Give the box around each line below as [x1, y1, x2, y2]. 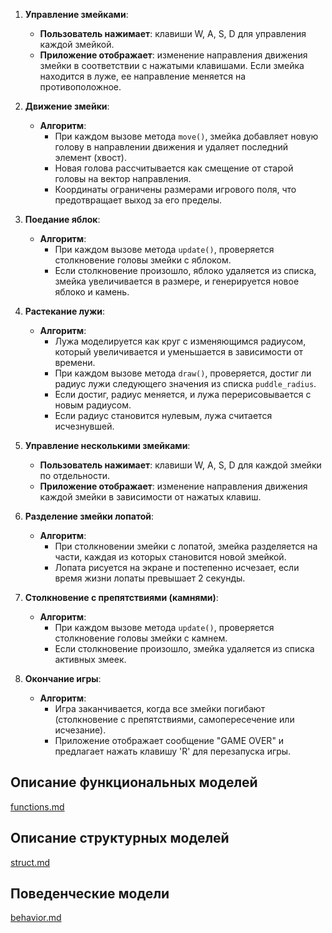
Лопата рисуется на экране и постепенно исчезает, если [54, 562, 300, 573]
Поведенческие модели [10, 885, 170, 903]
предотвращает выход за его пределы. [54, 194, 222, 206]
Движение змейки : [24, 100, 110, 112]
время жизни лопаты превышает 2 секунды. [54, 572, 246, 584]
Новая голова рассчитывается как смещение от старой [54, 162, 294, 174]
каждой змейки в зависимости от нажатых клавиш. [39, 491, 262, 503]
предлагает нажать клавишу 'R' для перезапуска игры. [54, 745, 292, 757]
